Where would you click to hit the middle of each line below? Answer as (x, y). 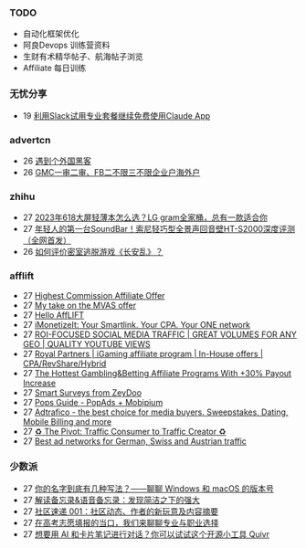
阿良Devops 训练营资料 (66, 45)
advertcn (30, 140)
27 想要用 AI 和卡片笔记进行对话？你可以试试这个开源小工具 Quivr (146, 534)
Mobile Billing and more (67, 422)
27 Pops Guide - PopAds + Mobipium (93, 403)
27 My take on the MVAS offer (79, 306)
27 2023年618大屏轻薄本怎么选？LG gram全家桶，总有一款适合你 (145, 217)
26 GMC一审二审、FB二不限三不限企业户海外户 (111, 172)
